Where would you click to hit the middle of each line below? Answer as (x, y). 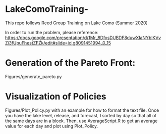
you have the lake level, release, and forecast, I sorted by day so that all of (81, 115)
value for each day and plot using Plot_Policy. (52, 126)
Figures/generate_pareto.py (33, 76)
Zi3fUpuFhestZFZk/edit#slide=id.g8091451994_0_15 (58, 43)
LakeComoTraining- (47, 9)
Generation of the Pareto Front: (70, 63)
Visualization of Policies (56, 97)
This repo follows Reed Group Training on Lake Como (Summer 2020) (76, 23)
